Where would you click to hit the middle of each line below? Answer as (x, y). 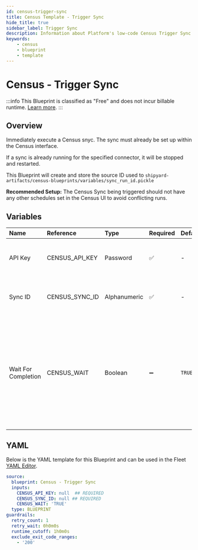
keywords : (18, 39)
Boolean (116, 373)
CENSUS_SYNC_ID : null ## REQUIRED (59, 499)
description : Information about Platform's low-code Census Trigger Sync (99, 34)
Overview (24, 125)
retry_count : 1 (30, 521)
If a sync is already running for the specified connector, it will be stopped (95, 157)
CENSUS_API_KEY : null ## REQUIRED (60, 493)
